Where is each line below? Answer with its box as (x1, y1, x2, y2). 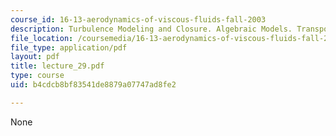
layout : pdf (10, 52, 60, 62)
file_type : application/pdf (10, 42, 128, 53)
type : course (10, 71, 65, 81)
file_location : (10, 33, 74, 43)
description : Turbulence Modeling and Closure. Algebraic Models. (10, 24, 293, 34)
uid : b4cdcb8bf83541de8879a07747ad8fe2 (10, 80, 177, 90)
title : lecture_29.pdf (10, 61, 105, 71)
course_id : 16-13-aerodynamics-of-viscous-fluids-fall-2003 (10, 14, 267, 25)
